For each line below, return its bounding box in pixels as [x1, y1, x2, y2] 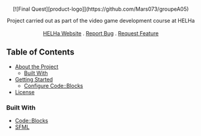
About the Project [14, 63, 59, 70]
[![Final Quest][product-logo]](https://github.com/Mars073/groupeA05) [13, 5, 189, 13]
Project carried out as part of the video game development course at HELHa [7, 17, 195, 24]
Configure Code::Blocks [23, 82, 83, 89]
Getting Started [14, 75, 53, 83]
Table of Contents [6, 47, 75, 58]
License [14, 88, 35, 95]
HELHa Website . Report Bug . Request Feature [43, 30, 159, 37]
